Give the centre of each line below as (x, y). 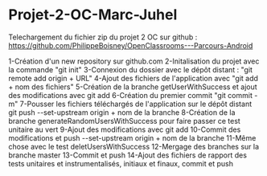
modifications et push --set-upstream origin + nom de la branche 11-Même (132, 137)
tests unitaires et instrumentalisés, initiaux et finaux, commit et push (121, 163)
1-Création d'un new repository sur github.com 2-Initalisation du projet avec (134, 61)
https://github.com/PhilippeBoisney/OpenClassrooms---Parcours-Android (131, 45)
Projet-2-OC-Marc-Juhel (93, 15)
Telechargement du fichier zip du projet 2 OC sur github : (103, 37)
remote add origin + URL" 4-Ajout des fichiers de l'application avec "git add (133, 78)
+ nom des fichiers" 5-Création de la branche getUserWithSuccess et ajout (133, 87)
